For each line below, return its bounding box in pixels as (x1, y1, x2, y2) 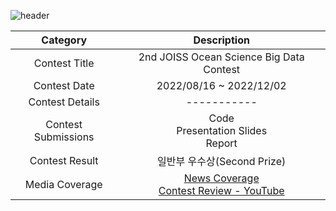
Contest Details (28, 95, 100, 109)
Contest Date (33, 79, 95, 92)
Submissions (33, 130, 95, 144)
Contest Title (33, 56, 95, 70)
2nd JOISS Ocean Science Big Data (138, 50, 305, 64)
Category (41, 33, 88, 47)
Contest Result (29, 154, 99, 167)
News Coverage (183, 171, 260, 185)
